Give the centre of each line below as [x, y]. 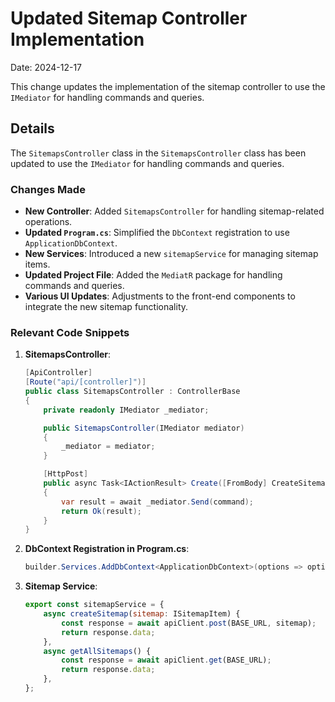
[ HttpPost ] [66, 474]
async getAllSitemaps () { [97, 651]
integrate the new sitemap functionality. [106, 307]
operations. [48, 222]
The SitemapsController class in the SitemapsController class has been [158, 153]
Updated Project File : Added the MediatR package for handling [153, 275]
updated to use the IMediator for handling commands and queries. [147, 163]
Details [32, 128]
